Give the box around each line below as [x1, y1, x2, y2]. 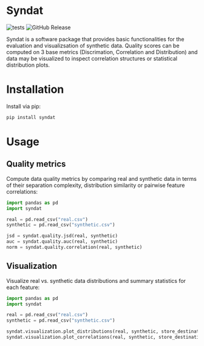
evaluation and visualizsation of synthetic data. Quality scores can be [6, 42, 180, 49]
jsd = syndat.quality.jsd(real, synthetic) [6, 233, 118, 239]
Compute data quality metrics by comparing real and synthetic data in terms [6, 175, 197, 182]
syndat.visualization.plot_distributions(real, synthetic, [6, 328, 159, 334]
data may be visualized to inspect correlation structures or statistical [6, 55, 178, 62]
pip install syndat [6, 114, 56, 120]
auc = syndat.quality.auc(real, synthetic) [6, 239, 118, 245]
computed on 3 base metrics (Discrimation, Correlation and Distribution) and [6, 48, 198, 55]
